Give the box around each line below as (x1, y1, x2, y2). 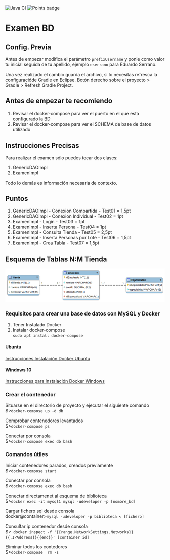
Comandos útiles (5, 451, 48, 458)
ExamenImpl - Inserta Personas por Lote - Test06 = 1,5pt (12, 235, 131, 241)
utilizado (12, 126, 31, 132)
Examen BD (5, 23, 55, 34)
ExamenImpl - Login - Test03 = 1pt (12, 219, 85, 225)
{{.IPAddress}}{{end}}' (5, 535, 56, 540)
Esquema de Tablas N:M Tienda (5, 255, 107, 263)
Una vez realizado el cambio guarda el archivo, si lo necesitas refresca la (5, 72, 158, 77)
